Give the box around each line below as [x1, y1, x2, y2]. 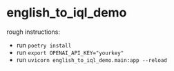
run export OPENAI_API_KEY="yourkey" [16, 48, 124, 57]
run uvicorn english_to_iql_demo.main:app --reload [16, 55, 167, 63]
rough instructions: [6, 28, 60, 36]
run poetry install [16, 41, 72, 49]
